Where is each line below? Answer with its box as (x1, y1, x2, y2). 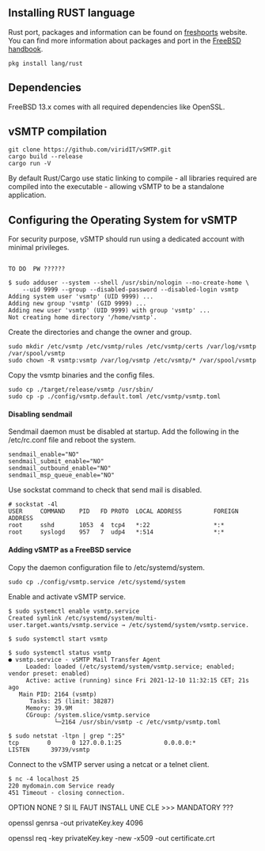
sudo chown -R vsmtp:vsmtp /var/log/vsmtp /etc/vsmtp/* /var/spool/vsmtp (8, 356, 257, 365)
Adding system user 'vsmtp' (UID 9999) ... (8, 293, 154, 301)
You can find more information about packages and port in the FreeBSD (8, 36, 241, 45)
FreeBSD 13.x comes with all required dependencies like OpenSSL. (8, 102, 225, 112)
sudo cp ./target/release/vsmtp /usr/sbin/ (8, 386, 154, 394)
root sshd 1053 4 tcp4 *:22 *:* (8, 522, 225, 530)
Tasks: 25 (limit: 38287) (28, 697, 115, 705)
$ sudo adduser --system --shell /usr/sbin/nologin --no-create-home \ (8, 279, 249, 287)
